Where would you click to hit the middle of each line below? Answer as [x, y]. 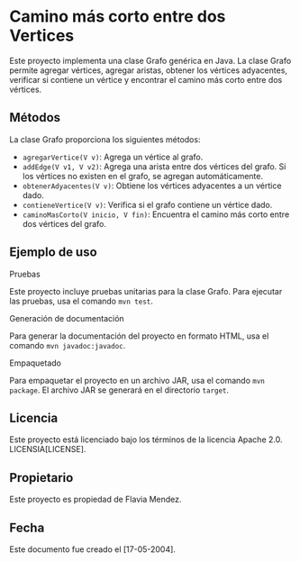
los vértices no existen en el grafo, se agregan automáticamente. [143, 176]
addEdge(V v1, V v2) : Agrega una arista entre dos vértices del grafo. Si [154, 166]
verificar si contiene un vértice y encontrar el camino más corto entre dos [146, 79]
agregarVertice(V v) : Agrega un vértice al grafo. [113, 157]
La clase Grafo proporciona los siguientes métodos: [105, 139]
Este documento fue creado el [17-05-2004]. [92, 549]
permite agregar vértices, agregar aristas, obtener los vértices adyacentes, [149, 70]
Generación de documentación [67, 318]
